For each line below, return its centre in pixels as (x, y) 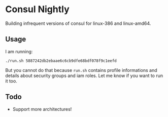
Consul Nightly (37, 9)
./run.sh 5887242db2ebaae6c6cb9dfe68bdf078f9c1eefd (61, 61)
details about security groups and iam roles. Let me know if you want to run (84, 75)
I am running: (19, 51)
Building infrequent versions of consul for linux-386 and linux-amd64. (78, 23)
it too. (11, 81)
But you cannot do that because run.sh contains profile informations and (81, 70)
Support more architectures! (42, 109)
